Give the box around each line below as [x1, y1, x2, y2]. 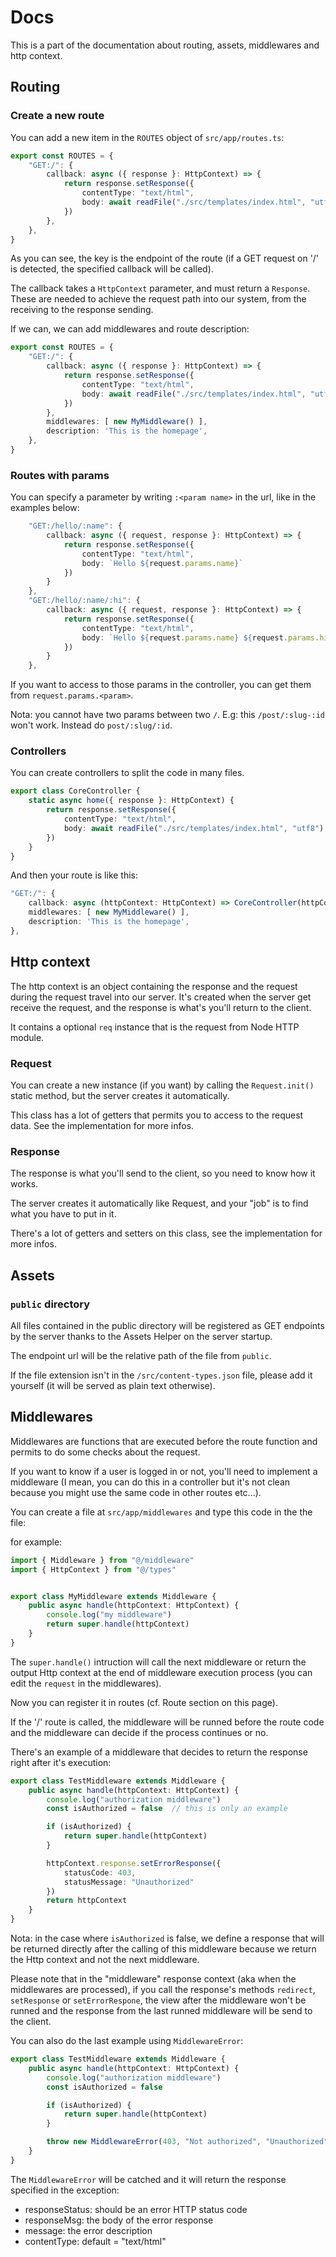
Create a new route [10, 109, 105, 123]
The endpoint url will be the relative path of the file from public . [10, 1349, 272, 1361]
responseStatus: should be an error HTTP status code [24, 2203, 248, 2215]
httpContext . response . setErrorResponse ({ [46, 1858, 222, 1868]
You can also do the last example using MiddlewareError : [10, 2035, 244, 2046]
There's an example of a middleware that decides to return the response [10, 1746, 308, 1758]
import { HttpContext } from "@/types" [10, 1564, 177, 1575]
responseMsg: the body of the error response [24, 2214, 214, 2226]
